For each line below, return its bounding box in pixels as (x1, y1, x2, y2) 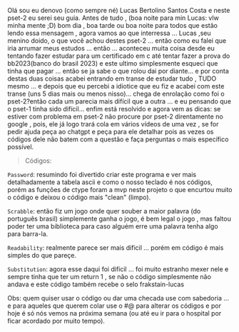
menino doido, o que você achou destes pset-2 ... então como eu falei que (7, 36, 227, 45)
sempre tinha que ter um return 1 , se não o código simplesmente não (7, 273, 212, 281)
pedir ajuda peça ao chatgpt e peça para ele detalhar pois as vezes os (7, 128, 214, 136)
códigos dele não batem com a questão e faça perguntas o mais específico (7, 135, 229, 144)
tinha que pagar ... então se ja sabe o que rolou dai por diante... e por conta (7, 67, 230, 75)
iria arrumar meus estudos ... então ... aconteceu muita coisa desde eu (7, 44, 215, 52)
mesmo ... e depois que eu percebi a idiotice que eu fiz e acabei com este (7, 82, 225, 90)
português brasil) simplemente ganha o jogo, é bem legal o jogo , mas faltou (7, 214, 232, 223)
